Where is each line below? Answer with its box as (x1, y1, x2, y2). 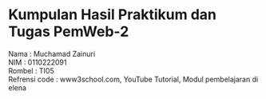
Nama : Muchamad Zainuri (8, 49, 96, 58)
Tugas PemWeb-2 (8, 22, 129, 41)
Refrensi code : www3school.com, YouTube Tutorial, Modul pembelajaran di (8, 74, 259, 84)
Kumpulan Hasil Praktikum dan (8, 6, 217, 24)
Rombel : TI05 (8, 65, 54, 75)
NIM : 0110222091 (8, 57, 67, 67)
